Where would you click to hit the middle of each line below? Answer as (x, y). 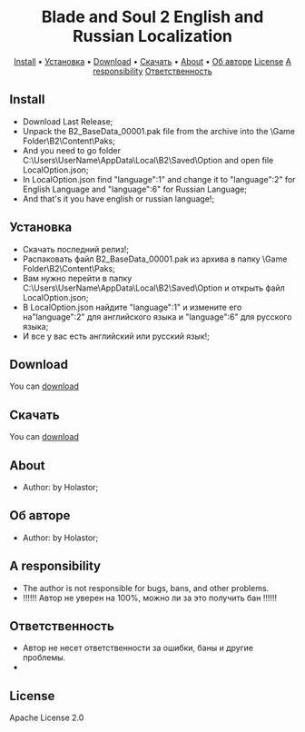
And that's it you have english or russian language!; (118, 198)
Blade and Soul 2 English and (152, 17)
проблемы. (44, 658)
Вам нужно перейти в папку (77, 278)
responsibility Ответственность (152, 71)
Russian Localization (152, 36)
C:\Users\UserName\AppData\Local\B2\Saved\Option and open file (148, 160)
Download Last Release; (68, 121)
